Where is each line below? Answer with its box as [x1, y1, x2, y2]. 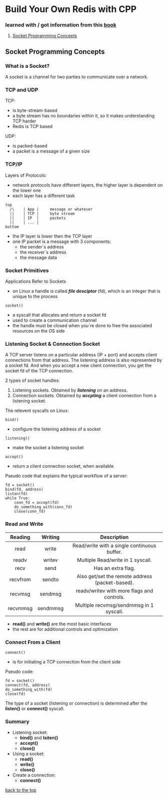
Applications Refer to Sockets [5, 279, 66, 285]
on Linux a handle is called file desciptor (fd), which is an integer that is [12, 288, 161, 294]
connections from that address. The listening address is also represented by [5, 357, 162, 363]
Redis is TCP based [12, 123, 53, 129]
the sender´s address [19, 243, 64, 249]
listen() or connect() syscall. [5, 705, 65, 711]
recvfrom [9, 576, 31, 583]
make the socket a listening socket [12, 445, 84, 451]
